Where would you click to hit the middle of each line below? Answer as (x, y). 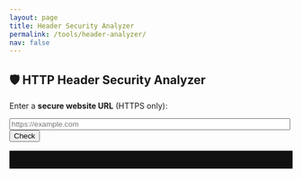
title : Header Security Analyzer (72, 26)
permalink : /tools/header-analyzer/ (78, 34)
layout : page (34, 17)
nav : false (30, 42)
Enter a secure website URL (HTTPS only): (89, 106)
